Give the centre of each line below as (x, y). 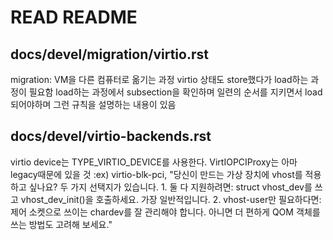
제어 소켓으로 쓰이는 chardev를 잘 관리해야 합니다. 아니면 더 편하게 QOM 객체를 (165, 212)
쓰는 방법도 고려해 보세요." (61, 224)
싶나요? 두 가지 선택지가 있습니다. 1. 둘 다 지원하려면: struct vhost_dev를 (170, 187)
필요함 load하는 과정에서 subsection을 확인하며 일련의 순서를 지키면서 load (175, 92)
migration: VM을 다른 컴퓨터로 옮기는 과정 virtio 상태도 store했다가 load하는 (159, 79)
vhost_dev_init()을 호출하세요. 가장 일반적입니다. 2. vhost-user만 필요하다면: (171, 199)
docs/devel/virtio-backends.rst (111, 136)
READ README (74, 17)
